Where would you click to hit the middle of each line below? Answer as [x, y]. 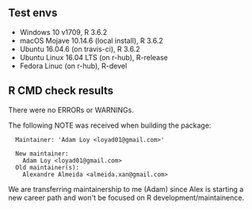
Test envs [33, 13]
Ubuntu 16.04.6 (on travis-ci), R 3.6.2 [80, 49]
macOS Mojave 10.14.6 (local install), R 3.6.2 [92, 40]
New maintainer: [42, 154]
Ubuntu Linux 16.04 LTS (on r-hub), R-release [94, 57]
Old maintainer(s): [48, 167]
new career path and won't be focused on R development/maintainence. [126, 197]
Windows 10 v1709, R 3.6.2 [63, 32]
